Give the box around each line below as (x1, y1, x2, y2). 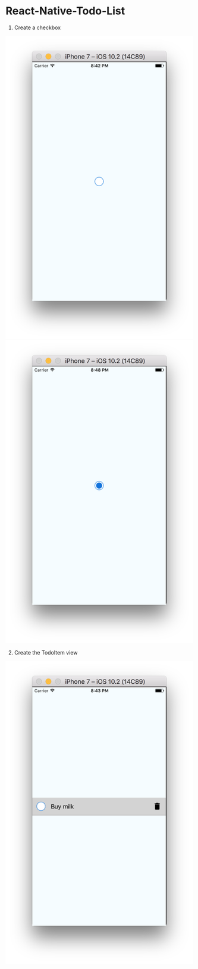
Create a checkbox (14, 24, 61, 31)
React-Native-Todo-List (5, 4, 125, 18)
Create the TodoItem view (14, 649, 78, 656)
